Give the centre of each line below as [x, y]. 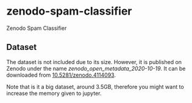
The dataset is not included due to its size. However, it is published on [94, 62]
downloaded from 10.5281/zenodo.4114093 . [61, 75]
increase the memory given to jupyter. [54, 93]
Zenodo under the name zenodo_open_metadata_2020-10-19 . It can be [96, 68]
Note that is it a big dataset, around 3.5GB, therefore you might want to [95, 87]
